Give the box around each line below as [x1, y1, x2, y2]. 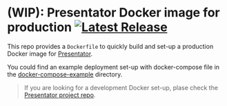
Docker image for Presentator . [7, 50, 93, 58]
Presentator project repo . [23, 91, 96, 99]
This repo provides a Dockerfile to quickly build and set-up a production [7, 42, 214, 50]
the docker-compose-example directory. [7, 70, 123, 78]
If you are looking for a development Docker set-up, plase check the [23, 83, 219, 92]
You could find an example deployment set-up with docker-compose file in [7, 63, 219, 71]
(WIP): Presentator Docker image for [7, 5, 221, 21]
